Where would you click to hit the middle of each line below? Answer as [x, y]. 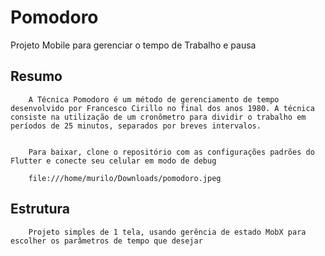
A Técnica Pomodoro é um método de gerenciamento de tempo [154, 99]
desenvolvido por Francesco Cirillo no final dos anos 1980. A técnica [162, 108]
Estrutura [40, 209]
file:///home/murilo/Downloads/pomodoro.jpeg [125, 178]
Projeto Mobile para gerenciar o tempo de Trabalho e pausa [133, 45]
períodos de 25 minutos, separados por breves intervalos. [136, 126]
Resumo [36, 76]
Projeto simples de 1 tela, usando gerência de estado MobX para [167, 232]
